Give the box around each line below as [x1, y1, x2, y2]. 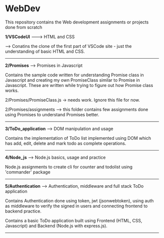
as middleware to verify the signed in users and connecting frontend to [5, 203, 148, 209]
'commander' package [5, 169, 51, 175]
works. [5, 87, 19, 93]
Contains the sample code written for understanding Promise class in [5, 72, 144, 78]
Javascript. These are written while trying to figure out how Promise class [5, 82, 153, 88]
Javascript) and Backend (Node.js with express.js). [5, 223, 107, 229]
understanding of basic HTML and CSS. [5, 48, 85, 54]
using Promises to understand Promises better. [5, 111, 100, 117]
